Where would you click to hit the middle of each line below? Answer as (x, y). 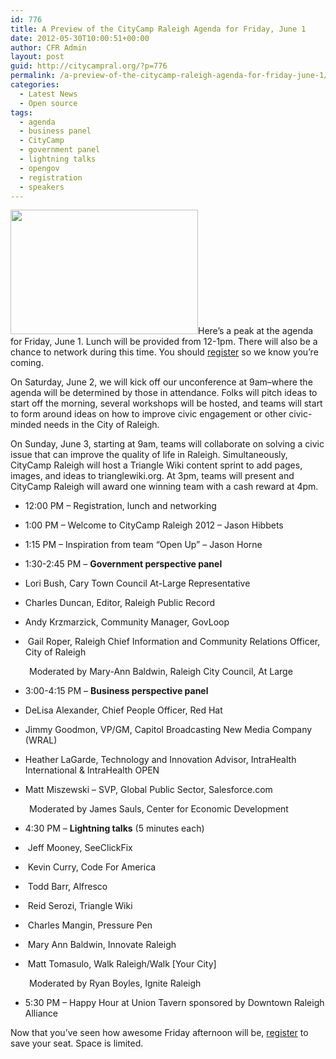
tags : (21, 112)
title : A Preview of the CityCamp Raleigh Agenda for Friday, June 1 (158, 29)
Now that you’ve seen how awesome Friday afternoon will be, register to (159, 1033)
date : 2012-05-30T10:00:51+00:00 (80, 38)
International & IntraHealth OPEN (92, 770)
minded (26, 425)
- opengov (39, 168)
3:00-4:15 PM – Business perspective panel (116, 691)
